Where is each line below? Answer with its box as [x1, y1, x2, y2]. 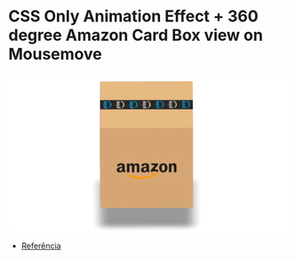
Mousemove [8, 45, 103, 64]
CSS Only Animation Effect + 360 [8, 6, 259, 27]
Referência [20, 240, 61, 251]
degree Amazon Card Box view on [8, 25, 263, 45]
